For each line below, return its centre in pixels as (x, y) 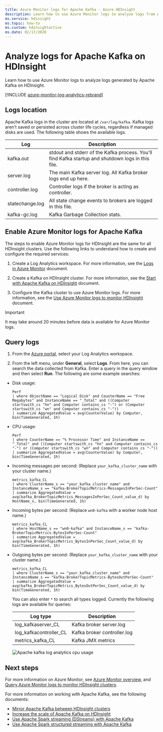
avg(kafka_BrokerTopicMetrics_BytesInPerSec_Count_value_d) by (77, 542)
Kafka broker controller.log (102, 633)
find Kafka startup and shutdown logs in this (99, 158)
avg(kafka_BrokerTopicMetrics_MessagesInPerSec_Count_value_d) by (81, 497)
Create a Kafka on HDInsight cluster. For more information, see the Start (84, 278)
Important (15, 312)
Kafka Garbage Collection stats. (85, 214)
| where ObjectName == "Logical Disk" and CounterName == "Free (78, 396)
